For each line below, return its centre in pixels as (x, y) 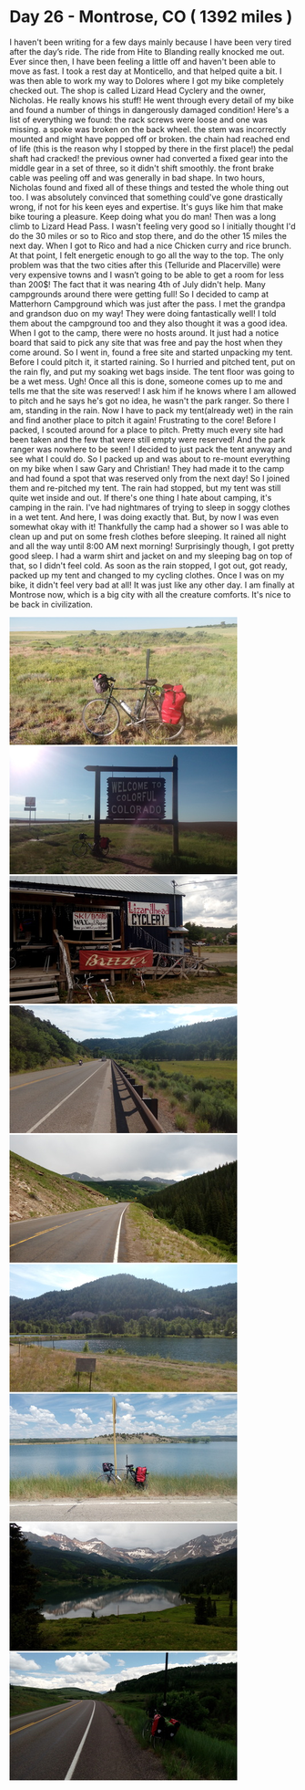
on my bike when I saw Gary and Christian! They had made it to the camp (147, 468)
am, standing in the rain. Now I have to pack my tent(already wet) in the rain (152, 410)
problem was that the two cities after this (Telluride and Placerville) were (145, 265)
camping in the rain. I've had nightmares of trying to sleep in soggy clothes (150, 507)
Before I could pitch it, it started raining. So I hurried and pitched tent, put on (152, 361)
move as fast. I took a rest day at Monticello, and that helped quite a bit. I (146, 71)
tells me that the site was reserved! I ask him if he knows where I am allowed (153, 390)
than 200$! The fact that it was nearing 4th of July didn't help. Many (137, 284)
